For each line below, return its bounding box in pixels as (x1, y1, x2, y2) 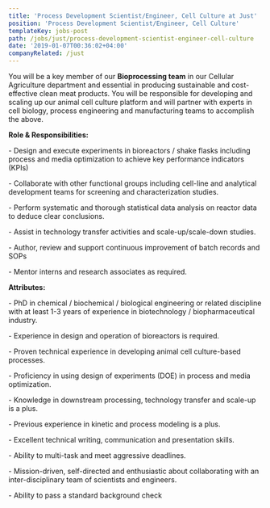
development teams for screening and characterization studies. (8, 187, 219, 196)
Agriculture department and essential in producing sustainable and (8, 80, 231, 90)
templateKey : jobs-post (8, 27, 89, 35)
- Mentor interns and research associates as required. (8, 267, 188, 276)
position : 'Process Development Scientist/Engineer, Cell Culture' (8, 19, 240, 27)
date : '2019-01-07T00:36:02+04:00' (8, 42, 128, 50)
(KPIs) (8, 163, 29, 172)
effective (8, 89, 38, 98)
